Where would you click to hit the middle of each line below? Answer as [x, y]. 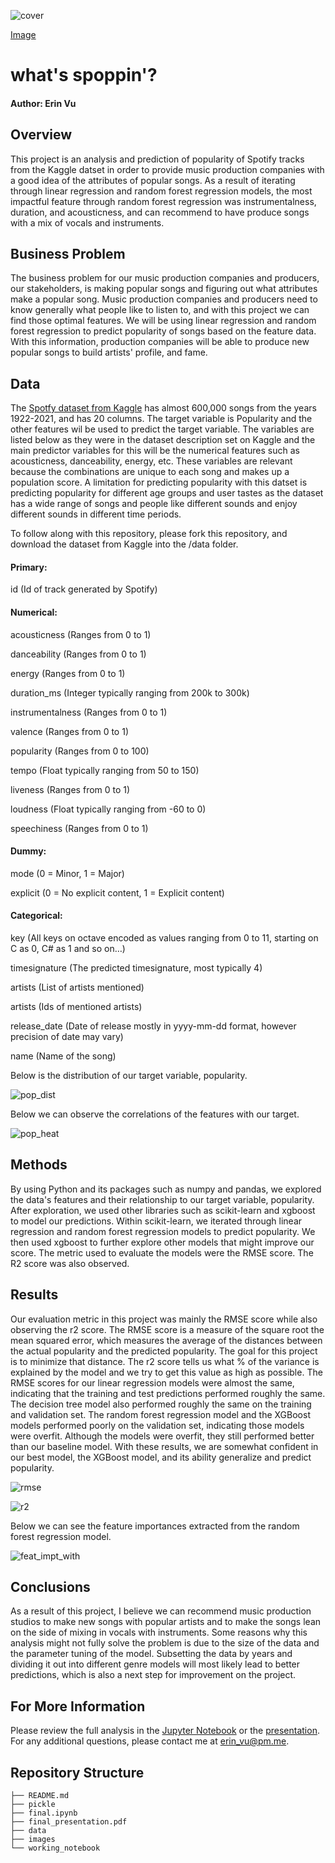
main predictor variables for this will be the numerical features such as [155, 451]
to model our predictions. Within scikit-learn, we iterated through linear [156, 1221]
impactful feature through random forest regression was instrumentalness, [163, 201]
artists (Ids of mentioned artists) [76, 1007]
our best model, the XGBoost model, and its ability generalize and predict [161, 1457]
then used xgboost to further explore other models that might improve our [162, 1242]
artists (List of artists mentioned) [77, 987]
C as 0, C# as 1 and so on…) [68, 949]
